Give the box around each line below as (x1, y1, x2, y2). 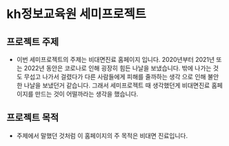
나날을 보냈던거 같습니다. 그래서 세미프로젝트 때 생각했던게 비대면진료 (23, 81, 210, 90)
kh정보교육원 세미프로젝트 (6, 6, 146, 22)
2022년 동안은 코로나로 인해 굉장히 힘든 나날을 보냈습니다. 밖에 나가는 (23, 64, 212, 72)
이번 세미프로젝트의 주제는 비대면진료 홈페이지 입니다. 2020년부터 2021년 (16, 56, 215, 63)
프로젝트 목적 (6, 112, 59, 124)
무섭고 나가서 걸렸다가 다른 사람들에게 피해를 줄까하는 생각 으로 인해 (23, 73, 206, 81)
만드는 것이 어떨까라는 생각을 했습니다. (34, 90, 139, 98)
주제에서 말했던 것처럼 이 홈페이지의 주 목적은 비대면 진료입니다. (16, 132, 188, 140)
